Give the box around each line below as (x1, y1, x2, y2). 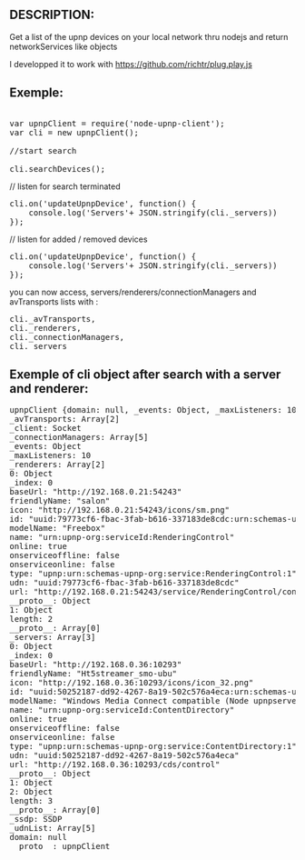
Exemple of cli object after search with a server (9, 367, 281, 383)
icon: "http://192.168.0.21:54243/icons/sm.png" (9, 505, 230, 515)
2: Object (9, 786, 53, 797)
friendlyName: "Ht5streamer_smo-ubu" (9, 668, 178, 679)
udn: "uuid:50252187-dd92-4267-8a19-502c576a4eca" (9, 750, 240, 761)
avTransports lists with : (9, 295, 98, 307)
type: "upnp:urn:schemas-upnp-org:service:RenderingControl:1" (9, 568, 297, 579)
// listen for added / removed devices (9, 234, 148, 245)
